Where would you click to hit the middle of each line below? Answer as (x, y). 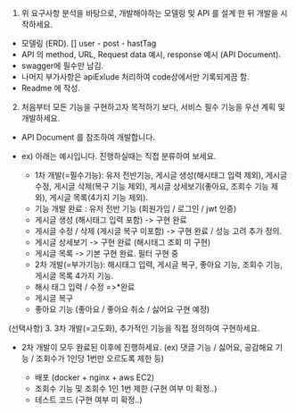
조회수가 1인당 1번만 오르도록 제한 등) (100, 358)
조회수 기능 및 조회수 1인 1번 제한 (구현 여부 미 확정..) (126, 388)
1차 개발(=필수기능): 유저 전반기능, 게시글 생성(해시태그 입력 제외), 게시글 (161, 175)
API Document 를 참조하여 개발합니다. (88, 137)
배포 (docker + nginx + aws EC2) (95, 377)
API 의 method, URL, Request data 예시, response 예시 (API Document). (151, 55)
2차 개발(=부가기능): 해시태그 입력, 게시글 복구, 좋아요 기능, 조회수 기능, (158, 265)
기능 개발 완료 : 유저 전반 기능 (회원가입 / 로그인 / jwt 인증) (136, 209)
